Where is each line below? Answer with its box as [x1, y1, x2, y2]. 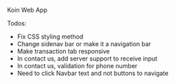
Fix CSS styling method [16, 32, 84, 41]
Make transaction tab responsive [16, 48, 110, 55]
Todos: [7, 19, 27, 27]
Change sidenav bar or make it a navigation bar [16, 40, 152, 48]
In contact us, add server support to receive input [16, 54, 158, 63]
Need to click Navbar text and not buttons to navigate [16, 69, 169, 77]
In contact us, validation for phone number [16, 62, 138, 70]
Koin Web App [7, 6, 48, 14]
